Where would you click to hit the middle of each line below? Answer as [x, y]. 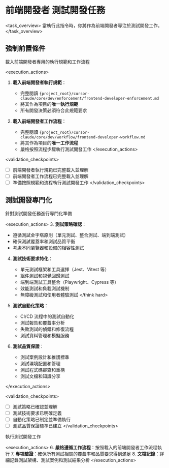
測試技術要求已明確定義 [37, 413]
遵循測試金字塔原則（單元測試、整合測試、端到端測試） [70, 235]
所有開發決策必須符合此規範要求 [54, 110]
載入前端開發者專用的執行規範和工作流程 [47, 62]
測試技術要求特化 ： [33, 258]
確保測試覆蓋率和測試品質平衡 [44, 241]
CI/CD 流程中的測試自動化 [47, 316]
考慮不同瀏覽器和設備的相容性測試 [48, 248]
